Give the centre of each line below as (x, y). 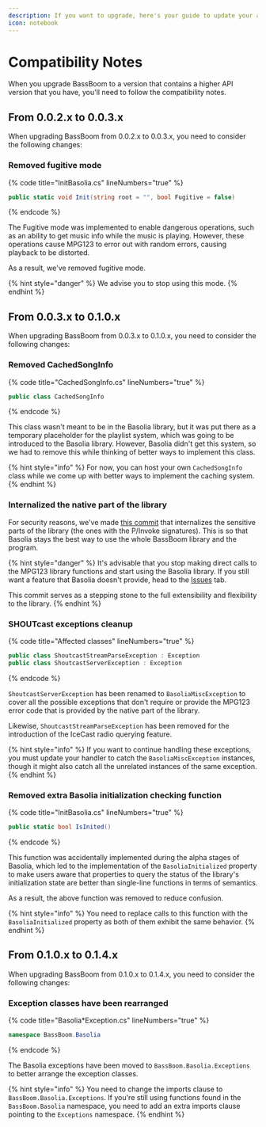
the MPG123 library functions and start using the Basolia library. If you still (129, 571)
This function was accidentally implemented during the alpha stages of (124, 857)
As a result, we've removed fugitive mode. (77, 268)
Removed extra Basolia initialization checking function (115, 795)
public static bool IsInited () (60, 827)
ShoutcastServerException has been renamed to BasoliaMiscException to (127, 693)
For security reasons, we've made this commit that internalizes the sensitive (132, 522)
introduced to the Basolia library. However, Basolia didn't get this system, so (132, 444)
